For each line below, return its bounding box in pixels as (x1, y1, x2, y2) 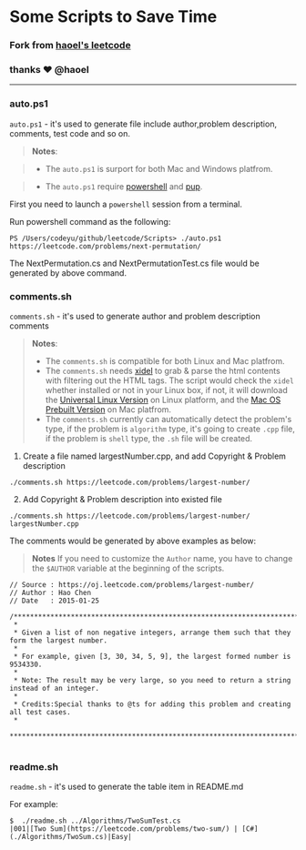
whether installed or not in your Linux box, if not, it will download (45, 385, 289, 395)
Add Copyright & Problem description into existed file (22, 494, 223, 504)
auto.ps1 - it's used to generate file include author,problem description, (9, 118, 278, 129)
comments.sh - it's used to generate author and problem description (9, 311, 261, 321)
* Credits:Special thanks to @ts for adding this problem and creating (13, 700, 291, 709)
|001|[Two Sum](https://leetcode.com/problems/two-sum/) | (9, 825, 239, 834)
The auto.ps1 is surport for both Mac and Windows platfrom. (45, 163, 273, 174)
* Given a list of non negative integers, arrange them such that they (13, 628, 291, 637)
